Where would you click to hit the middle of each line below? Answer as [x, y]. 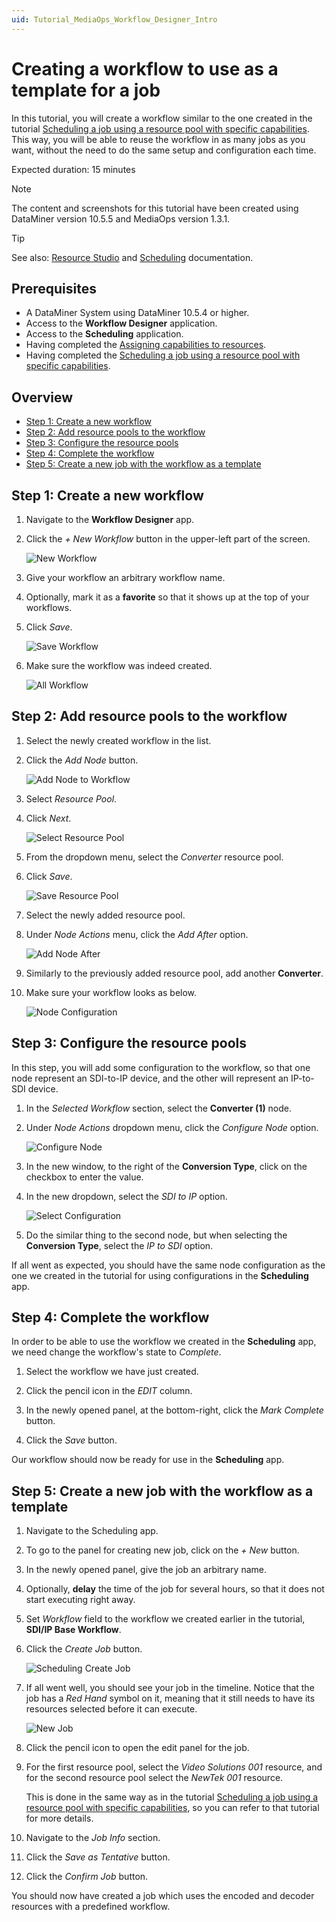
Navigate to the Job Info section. [93, 1838]
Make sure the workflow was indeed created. [119, 665]
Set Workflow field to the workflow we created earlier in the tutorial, [165, 1619]
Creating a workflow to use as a [145, 68]
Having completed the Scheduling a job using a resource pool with [163, 355]
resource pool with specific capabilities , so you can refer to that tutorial [172, 1808]
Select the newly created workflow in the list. [118, 740]
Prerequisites [54, 288]
